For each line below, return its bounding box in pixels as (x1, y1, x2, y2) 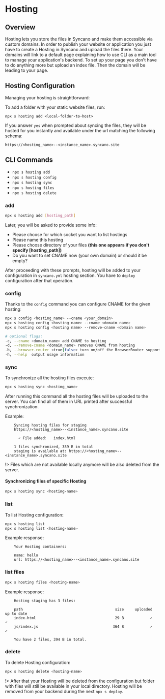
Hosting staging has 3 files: (14, 598, 76, 603)
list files (5, 569, 25, 576)
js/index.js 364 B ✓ (14, 624, 153, 629)
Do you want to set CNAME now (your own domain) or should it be (12, 252, 147, 258)
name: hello (14, 553, 38, 558)
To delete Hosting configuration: (5, 659, 70, 665)
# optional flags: (5, 334, 43, 339)
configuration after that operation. (5, 277, 74, 283)
